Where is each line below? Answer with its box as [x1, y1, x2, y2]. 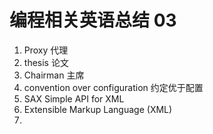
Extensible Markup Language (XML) [23, 103, 173, 115]
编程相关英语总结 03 [9, 9, 177, 32]
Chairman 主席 [23, 69, 85, 81]
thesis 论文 [23, 56, 69, 68]
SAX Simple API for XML [23, 92, 125, 105]
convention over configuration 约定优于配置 [23, 81, 204, 93]
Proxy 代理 [23, 44, 69, 56]
